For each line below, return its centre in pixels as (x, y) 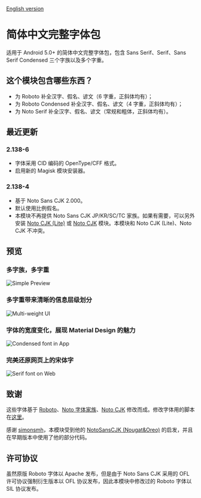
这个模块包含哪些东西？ (49, 81)
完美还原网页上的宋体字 (40, 360)
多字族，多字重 (28, 270)
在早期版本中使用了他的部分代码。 (48, 437)
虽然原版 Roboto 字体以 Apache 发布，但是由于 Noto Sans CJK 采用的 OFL (98, 473)
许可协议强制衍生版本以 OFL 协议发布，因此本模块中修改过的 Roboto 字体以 (99, 481)
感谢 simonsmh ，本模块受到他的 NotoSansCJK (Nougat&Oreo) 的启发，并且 (100, 430)
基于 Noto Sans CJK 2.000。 (50, 200)
